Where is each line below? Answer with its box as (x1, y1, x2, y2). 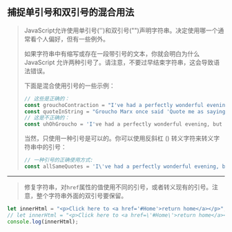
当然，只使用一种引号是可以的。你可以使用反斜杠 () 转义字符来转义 (23, 134, 214, 143)
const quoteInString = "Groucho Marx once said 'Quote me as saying (23, 108, 226, 115)
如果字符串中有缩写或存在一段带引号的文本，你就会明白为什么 (23, 49, 200, 57)
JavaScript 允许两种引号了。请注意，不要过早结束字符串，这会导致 (23, 58, 214, 66)
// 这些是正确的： (23, 95, 70, 102)
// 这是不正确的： (23, 115, 70, 122)
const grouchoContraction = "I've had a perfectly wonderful (23, 101, 204, 108)
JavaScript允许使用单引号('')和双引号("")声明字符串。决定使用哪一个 (23, 26, 218, 35)
